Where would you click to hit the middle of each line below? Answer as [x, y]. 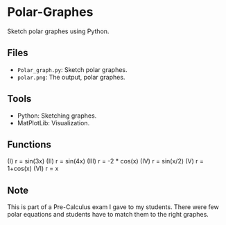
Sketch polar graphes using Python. [58, 31]
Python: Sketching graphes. [57, 116]
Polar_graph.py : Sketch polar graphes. [72, 69]
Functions [29, 144]
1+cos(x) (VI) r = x [33, 169]
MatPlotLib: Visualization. [53, 123]
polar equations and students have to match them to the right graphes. [108, 215]
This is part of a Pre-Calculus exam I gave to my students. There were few [113, 207]
